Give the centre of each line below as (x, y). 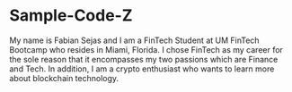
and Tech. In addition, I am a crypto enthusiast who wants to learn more (142, 69)
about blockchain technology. (64, 78)
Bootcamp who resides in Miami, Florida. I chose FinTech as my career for (146, 49)
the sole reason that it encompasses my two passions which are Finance (144, 59)
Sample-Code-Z (71, 16)
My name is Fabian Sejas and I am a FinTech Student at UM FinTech (134, 40)
